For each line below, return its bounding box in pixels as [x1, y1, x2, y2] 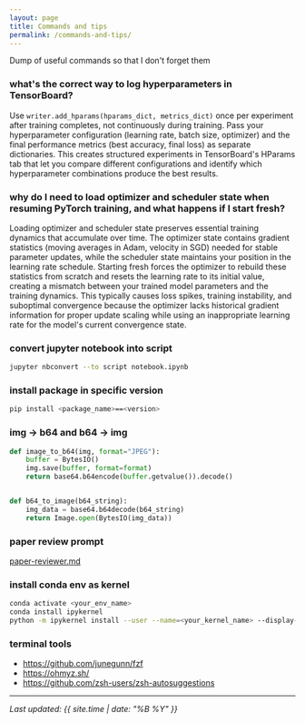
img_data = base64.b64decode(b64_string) [25, 505, 184, 514]
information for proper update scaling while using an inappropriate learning [9, 309, 290, 320]
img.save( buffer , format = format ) [25, 464, 152, 473]
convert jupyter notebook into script [9, 342, 172, 355]
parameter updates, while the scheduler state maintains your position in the [9, 251, 292, 262]
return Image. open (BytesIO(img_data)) [25, 513, 172, 523]
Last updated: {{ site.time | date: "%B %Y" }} [9, 704, 179, 715]
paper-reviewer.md [9, 556, 82, 567]
